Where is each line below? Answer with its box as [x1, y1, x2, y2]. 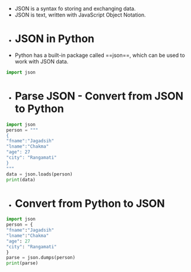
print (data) [6, 177, 36, 183]
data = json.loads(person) [6, 171, 73, 177]
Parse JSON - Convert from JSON [14, 89, 184, 103]
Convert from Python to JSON [14, 197, 165, 210]
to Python [14, 102, 64, 115]
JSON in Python [14, 32, 95, 46]
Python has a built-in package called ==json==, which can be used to [14, 52, 185, 59]
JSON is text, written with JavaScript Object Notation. [14, 11, 147, 18]
